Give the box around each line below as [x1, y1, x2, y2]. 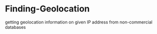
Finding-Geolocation [5, 3, 90, 14]
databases [5, 24, 26, 30]
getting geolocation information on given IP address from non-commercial [5, 19, 153, 25]
